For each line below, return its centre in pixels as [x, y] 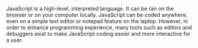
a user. [15, 40]
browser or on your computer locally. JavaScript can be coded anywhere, [97, 15]
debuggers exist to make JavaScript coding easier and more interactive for [98, 34]
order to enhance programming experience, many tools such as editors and [99, 27]
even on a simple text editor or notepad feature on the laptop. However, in [97, 21]
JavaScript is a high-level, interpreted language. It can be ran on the [90, 9]
